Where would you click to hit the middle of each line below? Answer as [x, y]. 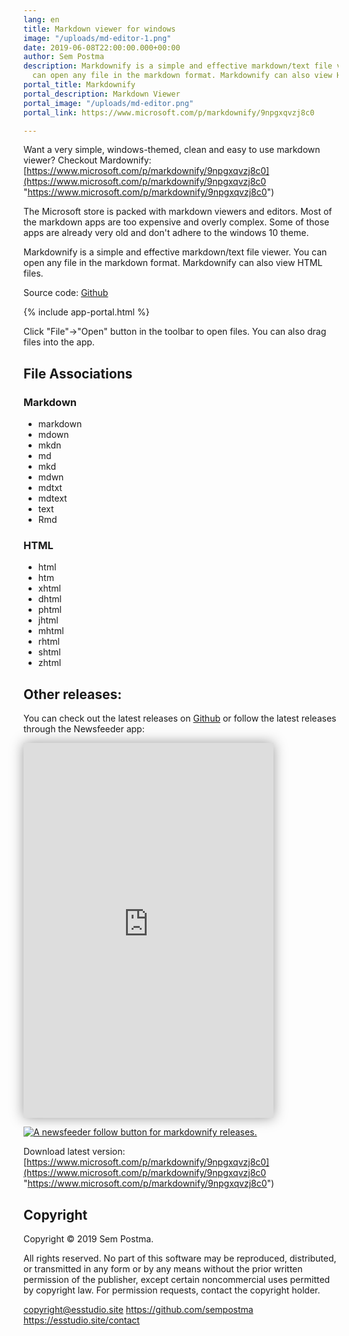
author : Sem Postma [64, 57]
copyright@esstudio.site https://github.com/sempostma [138, 1309]
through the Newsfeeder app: [84, 729]
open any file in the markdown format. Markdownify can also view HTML [173, 263]
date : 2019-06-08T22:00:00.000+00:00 [102, 47]
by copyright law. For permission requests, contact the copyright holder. [172, 1290]
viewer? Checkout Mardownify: [87, 160]
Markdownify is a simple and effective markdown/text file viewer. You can [175, 252]
